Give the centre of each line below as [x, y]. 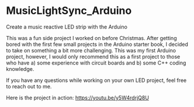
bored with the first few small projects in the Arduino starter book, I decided [97, 44]
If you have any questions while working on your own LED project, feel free [96, 80]
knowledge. [20, 69]
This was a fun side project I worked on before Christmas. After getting [91, 38]
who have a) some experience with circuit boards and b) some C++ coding [96, 63]
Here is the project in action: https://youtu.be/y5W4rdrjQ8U [77, 98]
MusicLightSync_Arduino [69, 11]
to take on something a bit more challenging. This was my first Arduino [91, 50]
